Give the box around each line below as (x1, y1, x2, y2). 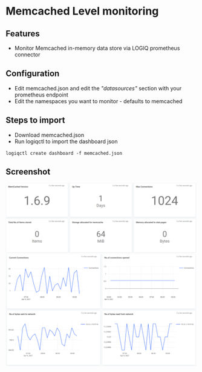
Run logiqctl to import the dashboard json (14, 138, 118, 145)
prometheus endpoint (14, 91, 69, 98)
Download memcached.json (14, 131, 85, 138)
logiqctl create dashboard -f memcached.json (5, 150, 122, 156)
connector (14, 51, 41, 58)
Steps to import (5, 115, 65, 126)
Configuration (5, 69, 60, 79)
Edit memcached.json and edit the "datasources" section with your (14, 84, 182, 92)
